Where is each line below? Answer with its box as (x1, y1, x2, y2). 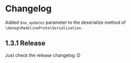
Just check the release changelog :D (5, 52, 81, 58)
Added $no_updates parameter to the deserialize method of (5, 19, 126, 25)
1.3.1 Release (5, 39, 46, 48)
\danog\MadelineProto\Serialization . (5, 24, 83, 30)
